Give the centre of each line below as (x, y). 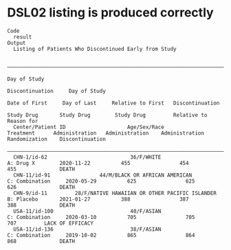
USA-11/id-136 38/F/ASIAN (87, 229)
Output (16, 43)
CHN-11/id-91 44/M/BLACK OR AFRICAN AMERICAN (103, 175)
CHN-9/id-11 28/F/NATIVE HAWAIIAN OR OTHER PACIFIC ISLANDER (115, 193)
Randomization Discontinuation (57, 139)
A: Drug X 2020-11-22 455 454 (98, 163)
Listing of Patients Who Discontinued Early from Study (95, 49)
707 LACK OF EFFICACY (51, 223)
